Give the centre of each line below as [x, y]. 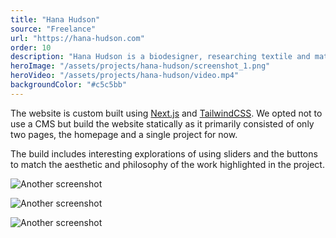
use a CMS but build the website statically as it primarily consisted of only [162, 123]
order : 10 [31, 47]
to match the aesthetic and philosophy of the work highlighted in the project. [167, 164]
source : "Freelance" [53, 29]
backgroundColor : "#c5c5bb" [69, 85]
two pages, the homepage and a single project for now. [124, 134]
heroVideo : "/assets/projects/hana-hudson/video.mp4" [125, 76]
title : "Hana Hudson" [55, 19]
